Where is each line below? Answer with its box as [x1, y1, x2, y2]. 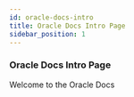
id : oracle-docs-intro [9, 12, 94, 22]
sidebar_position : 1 [9, 29, 87, 38]
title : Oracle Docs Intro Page [9, 21, 126, 30]
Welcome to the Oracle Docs [9, 79, 115, 90]
